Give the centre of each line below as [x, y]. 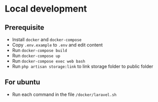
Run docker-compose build [39, 50]
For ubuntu [23, 82]
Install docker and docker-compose [47, 39]
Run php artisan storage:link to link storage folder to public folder [83, 66]
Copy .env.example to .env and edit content [57, 45]
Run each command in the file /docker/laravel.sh [64, 94]
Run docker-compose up [36, 56]
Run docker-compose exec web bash [49, 61]
